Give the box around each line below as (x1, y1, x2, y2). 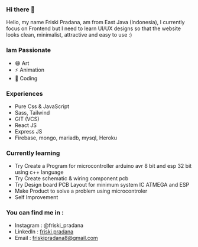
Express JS (14, 128, 43, 135)
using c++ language (14, 168, 64, 176)
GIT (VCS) (14, 115, 40, 122)
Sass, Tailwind (14, 109, 50, 116)
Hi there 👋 (6, 5, 35, 14)
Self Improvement (14, 194, 59, 201)
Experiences (6, 89, 43, 97)
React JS (14, 121, 37, 129)
